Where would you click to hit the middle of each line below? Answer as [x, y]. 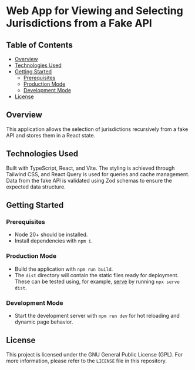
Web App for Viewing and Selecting [95, 11]
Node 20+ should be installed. [51, 235]
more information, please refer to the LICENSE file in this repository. [87, 361]
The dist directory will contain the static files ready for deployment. [97, 275]
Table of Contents [40, 45]
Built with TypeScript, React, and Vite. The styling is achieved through [90, 168]
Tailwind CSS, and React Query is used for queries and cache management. [98, 174]
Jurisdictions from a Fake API [79, 23]
